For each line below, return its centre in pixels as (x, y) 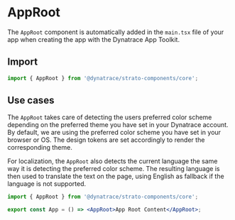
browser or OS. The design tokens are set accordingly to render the (106, 140)
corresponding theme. (40, 148)
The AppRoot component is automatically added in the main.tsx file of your (116, 32)
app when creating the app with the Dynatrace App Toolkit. (93, 39)
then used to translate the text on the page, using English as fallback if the (116, 176)
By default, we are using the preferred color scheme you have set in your (114, 133)
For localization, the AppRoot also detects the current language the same (113, 161)
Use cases (31, 100)
